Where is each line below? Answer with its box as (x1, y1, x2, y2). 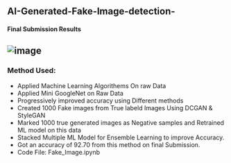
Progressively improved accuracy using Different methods (17, 96, 184, 105)
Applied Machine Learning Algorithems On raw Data (17, 81, 166, 89)
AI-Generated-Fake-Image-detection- (7, 6, 176, 17)
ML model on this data (17, 126, 82, 134)
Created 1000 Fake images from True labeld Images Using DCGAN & (17, 103, 213, 112)
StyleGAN (17, 111, 46, 119)
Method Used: (7, 66, 57, 76)
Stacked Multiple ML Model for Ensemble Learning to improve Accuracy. (17, 133, 225, 141)
